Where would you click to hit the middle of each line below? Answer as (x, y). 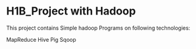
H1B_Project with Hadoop (71, 11)
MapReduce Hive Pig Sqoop (41, 39)
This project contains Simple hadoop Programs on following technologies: (98, 28)
